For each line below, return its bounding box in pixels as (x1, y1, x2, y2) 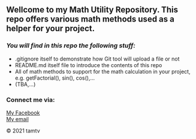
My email (6, 115, 29, 122)
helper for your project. (6, 23, 95, 34)
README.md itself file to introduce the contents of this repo (14, 61, 162, 68)
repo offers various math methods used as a (6, 14, 175, 25)
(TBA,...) (14, 80, 36, 87)
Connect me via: (6, 95, 55, 104)
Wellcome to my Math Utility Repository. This (6, 5, 179, 15)
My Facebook (6, 109, 40, 116)
